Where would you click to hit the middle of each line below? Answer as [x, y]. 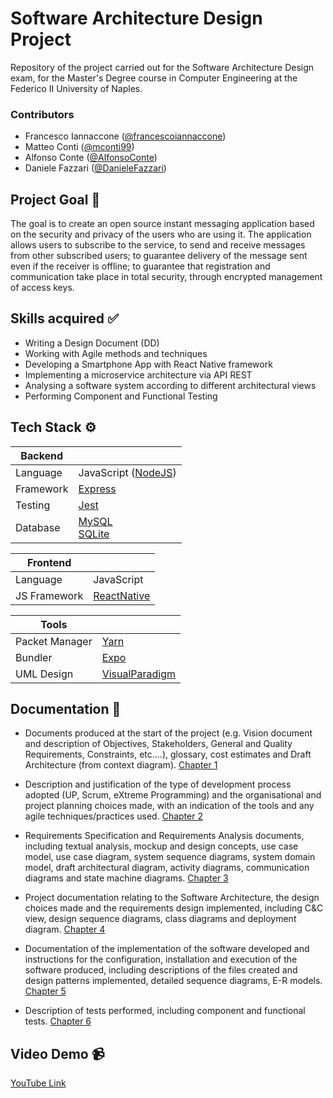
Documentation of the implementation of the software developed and [167, 949]
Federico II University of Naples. [76, 88]
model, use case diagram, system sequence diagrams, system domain [170, 857]
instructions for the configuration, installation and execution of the [161, 959]
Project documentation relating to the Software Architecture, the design [172, 898]
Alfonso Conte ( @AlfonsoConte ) [91, 158]
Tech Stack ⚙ [53, 427]
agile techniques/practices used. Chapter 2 [113, 816]
